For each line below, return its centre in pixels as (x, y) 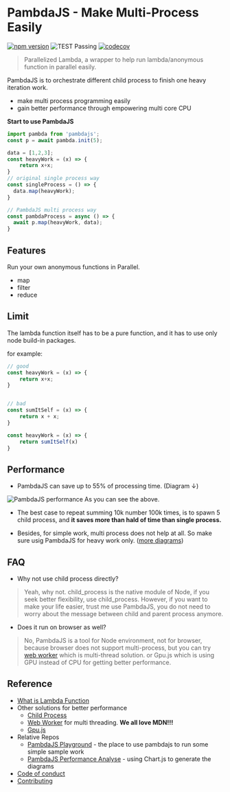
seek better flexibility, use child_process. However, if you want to (116, 600)
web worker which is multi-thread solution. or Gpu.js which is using (119, 655)
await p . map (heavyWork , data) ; (58, 223)
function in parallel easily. (60, 67)
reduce (27, 295)
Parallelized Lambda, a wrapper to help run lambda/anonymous (114, 59)
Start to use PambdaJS (41, 121)
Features (26, 250)
